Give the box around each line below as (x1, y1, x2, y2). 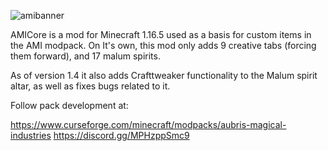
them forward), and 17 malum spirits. (10, 50, 161, 62)
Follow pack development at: (10, 100, 129, 111)
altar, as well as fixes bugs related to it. (10, 80, 171, 92)
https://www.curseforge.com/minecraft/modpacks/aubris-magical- (10, 119, 287, 130)
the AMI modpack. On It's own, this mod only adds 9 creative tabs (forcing (10, 40, 317, 51)
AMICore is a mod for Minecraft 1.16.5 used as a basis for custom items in (10, 29, 312, 40)
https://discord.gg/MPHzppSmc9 (53, 130, 190, 141)
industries (10, 130, 52, 141)
